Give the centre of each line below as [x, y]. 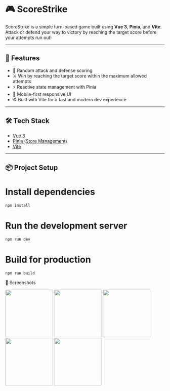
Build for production [48, 260]
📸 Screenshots [20, 283]
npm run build [20, 273]
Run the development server [66, 226]
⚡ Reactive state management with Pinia [54, 87]
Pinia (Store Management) [40, 141]
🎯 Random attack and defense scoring [52, 70]
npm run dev [18, 239]
